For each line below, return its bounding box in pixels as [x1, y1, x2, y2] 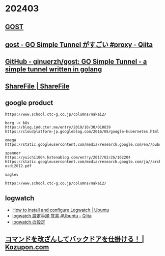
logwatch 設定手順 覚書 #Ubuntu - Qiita [12, 213, 92, 219]
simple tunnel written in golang [5, 65, 102, 74]
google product [5, 99, 53, 107]
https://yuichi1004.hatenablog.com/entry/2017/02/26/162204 [5, 155, 131, 160]
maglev [5, 172, 19, 177]
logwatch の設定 [12, 219, 46, 225]
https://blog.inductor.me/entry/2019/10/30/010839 [5, 125, 111, 129]
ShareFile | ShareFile [5, 82, 70, 90]
